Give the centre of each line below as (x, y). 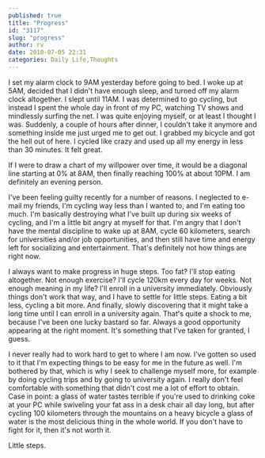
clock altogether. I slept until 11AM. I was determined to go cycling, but (123, 99)
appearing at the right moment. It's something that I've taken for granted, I (129, 330)
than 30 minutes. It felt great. (55, 149)
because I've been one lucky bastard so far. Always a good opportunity (125, 322)
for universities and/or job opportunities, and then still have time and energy (132, 239)
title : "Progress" (38, 23)
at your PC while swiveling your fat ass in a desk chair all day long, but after (131, 404)
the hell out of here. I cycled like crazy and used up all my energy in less (126, 141)
